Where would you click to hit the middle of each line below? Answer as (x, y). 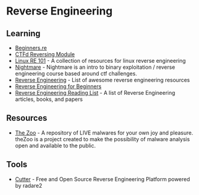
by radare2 (29, 185)
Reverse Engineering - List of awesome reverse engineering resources (103, 80)
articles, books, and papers (49, 99)
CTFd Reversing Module (45, 54)
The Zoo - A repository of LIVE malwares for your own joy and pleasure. (104, 133)
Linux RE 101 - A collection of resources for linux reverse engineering (100, 61)
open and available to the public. (55, 145)
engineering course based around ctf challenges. (76, 73)
